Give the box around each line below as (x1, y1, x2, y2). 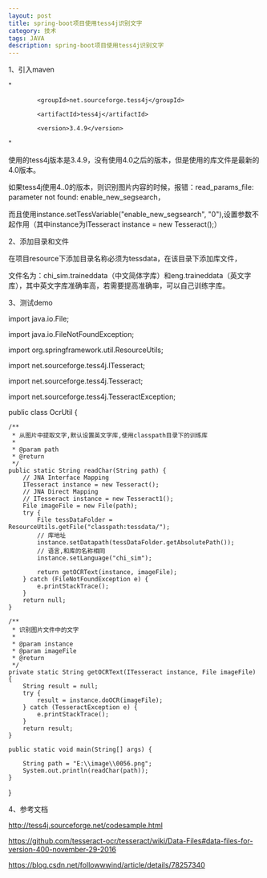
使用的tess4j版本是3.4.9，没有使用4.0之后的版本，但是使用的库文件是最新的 (8, 155, 260, 165)
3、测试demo (8, 298, 54, 308)
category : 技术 (8, 27, 57, 35)
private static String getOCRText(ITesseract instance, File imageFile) (8, 668, 257, 676)
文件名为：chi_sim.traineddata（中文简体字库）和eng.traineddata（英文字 (8, 271, 252, 281)
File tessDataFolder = (37, 516, 113, 524)
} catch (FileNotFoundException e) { (22, 576, 149, 584)
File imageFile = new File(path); (22, 502, 138, 511)
